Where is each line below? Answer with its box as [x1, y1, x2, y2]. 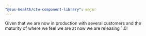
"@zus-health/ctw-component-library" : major [5, 7, 97, 12]
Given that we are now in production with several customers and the [5, 20, 142, 26]
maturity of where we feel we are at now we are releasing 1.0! [5, 25, 128, 31]
